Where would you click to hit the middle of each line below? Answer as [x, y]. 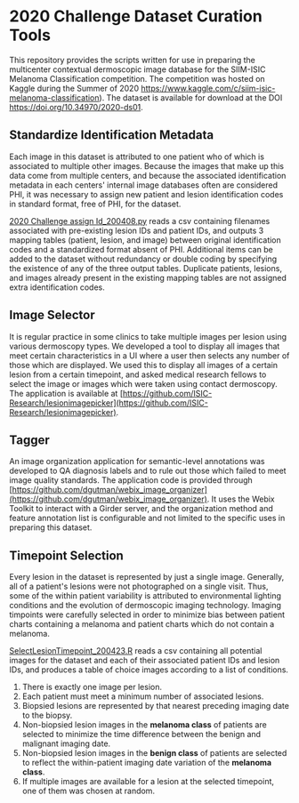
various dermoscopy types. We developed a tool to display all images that [145, 346]
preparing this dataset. [51, 527]
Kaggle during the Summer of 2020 [74, 88]
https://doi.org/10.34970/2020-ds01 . [77, 107]
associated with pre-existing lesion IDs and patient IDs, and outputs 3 [137, 230]
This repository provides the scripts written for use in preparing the [132, 60]
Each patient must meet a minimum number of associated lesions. [143, 696]
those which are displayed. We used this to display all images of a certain [144, 365]
